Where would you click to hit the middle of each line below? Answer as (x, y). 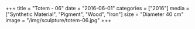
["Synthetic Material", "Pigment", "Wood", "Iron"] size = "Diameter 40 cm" (95, 14)
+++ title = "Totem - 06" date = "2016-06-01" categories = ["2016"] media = (97, 8)
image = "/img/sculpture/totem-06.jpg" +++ (59, 20)
